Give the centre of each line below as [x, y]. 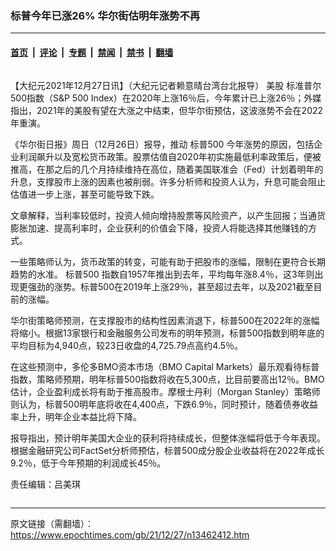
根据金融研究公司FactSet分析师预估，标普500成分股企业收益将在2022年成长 [167, 450]
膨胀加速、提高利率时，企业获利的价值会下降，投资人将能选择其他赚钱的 [159, 228]
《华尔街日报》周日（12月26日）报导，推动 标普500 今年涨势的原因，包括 [162, 144]
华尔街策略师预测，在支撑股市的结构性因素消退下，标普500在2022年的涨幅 [165, 320]
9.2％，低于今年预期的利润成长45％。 [88, 463]
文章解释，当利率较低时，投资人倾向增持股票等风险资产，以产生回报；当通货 [168, 215]
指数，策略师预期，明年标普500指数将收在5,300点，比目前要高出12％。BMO [167, 379]
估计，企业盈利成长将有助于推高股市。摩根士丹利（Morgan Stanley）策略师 [165, 391]
